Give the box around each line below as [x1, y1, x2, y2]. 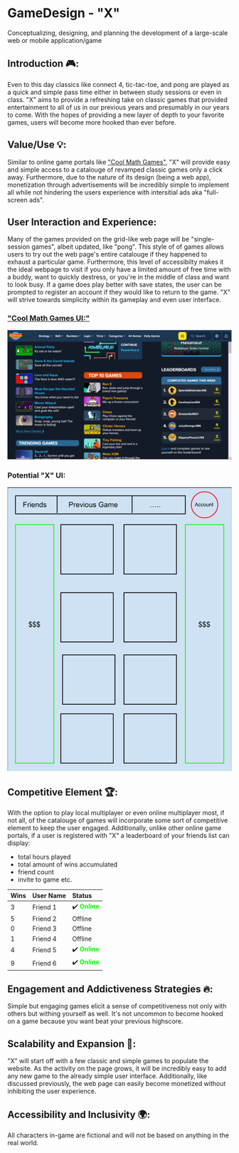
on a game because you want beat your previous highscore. [7, 1017, 184, 1025]
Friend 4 [31, 934, 57, 943]
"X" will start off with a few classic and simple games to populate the [7, 1057, 209, 1065]
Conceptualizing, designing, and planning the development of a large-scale [7, 29, 228, 37]
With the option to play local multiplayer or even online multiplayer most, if [7, 809, 225, 817]
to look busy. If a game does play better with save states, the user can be [7, 280, 222, 289]
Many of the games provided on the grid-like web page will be [7, 235, 190, 244]
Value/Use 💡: [7, 139, 67, 151]
